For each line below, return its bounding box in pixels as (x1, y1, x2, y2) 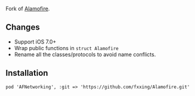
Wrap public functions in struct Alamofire (14, 44, 119, 51)
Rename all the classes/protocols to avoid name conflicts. (14, 51, 156, 58)
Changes (5, 22, 40, 32)
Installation (5, 68, 48, 78)
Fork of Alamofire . (5, 5, 50, 12)
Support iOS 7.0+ (14, 38, 57, 45)
